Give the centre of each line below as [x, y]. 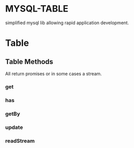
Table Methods [29, 62]
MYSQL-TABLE [37, 9]
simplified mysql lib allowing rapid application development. [67, 23]
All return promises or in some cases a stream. [54, 73]
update [14, 127]
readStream [20, 140]
